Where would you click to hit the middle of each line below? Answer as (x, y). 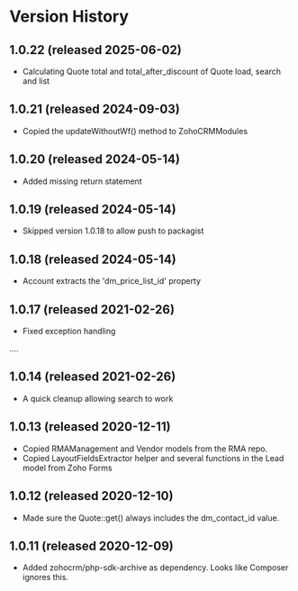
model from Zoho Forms (67, 468)
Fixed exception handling (69, 332)
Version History (69, 17)
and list (36, 81)
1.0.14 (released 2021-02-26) (93, 377)
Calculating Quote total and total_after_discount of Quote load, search (152, 71)
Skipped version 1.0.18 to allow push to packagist (113, 231)
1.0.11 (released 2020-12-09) (91, 546)
